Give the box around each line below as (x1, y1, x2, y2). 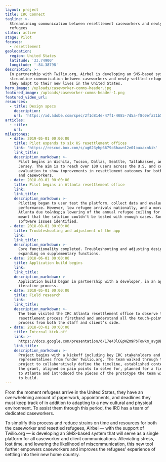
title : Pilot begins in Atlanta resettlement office (14, 182, 125, 187)
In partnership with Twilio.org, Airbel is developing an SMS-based (9, 72, 154, 77)
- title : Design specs (9, 104, 56, 109)
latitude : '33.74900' (9, 58, 54, 63)
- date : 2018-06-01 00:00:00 (9, 256, 70, 261)
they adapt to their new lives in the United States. (9, 81, 123, 86)
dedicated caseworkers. (5, 410, 54, 416)
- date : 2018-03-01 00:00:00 (9, 325, 70, 330)
